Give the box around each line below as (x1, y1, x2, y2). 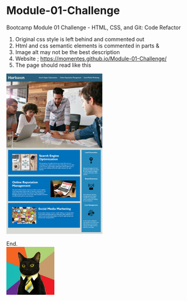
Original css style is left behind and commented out (15, 35, 145, 43)
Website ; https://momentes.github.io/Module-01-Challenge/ (15, 55, 167, 62)
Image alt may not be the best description (15, 48, 120, 55)
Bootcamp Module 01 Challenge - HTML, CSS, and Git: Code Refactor (6, 24, 182, 31)
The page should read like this (15, 61, 91, 69)
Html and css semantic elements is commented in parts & (15, 42, 160, 49)
